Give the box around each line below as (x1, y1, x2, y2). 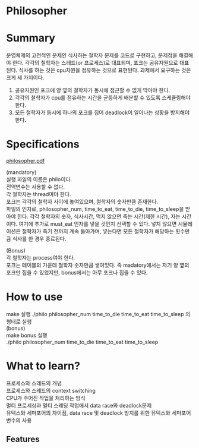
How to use (6, 290, 63, 304)
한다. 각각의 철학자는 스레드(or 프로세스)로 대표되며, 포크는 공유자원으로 (12, 59, 178, 67)
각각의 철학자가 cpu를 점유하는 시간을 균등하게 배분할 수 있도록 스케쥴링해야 (14, 94, 191, 102)
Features (6, 434, 40, 444)
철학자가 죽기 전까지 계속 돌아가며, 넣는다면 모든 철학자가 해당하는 (21, 228, 174, 235)
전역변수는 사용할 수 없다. (6, 183, 65, 191)
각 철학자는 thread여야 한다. (6, 191, 71, 198)
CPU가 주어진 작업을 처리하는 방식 (6, 394, 86, 402)
